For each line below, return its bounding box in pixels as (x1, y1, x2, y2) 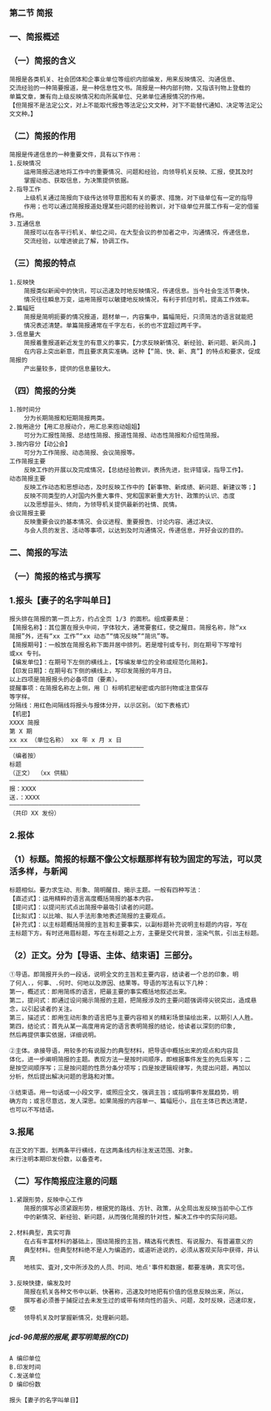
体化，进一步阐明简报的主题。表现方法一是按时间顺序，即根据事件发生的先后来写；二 (9, 1055, 251, 1064)
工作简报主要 (9, 457, 46, 465)
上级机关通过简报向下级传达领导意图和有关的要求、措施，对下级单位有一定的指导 (24, 194, 254, 203)
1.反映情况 (9, 159, 41, 168)
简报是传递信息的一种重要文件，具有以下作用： (9, 151, 143, 159)
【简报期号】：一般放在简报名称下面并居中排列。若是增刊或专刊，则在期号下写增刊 (9, 641, 242, 649)
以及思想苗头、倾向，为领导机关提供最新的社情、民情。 (24, 500, 181, 509)
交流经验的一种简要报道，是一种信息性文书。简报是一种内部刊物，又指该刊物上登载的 (9, 84, 251, 93)
